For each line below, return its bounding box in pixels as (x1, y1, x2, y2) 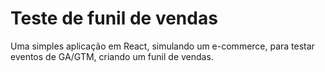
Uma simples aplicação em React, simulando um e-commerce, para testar (10, 40, 315, 52)
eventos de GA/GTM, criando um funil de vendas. (10, 50, 214, 62)
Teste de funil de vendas (10, 7, 218, 30)
